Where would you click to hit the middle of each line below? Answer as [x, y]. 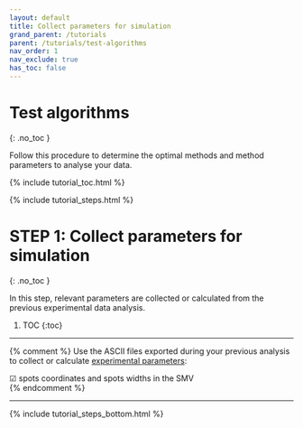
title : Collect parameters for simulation [90, 26]
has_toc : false [38, 69]
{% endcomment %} [47, 387]
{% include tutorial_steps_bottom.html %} [87, 414]
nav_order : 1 [34, 51]
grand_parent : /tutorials [58, 34]
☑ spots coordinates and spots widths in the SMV [101, 378]
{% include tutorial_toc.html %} [67, 182]
